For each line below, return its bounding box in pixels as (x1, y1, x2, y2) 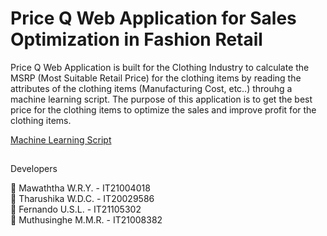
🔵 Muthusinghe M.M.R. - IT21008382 (10, 214, 163, 226)
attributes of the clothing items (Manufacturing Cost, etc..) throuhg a (10, 82, 293, 94)
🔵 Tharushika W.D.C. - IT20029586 (10, 193, 155, 205)
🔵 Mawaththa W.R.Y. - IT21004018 (10, 182, 151, 194)
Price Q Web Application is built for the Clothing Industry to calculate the (10, 61, 310, 73)
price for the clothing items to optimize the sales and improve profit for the (10, 103, 317, 116)
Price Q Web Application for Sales (10, 7, 297, 30)
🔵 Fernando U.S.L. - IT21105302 (10, 203, 142, 216)
